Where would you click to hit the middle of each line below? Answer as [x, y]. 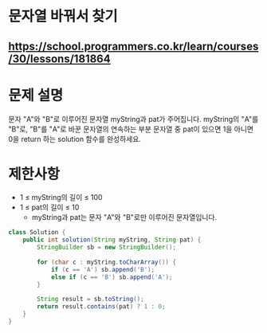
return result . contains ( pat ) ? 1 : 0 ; [101, 307]
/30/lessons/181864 [59, 59]
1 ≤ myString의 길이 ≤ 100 [61, 198]
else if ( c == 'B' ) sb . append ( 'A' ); [112, 277]
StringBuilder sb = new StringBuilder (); [107, 248]
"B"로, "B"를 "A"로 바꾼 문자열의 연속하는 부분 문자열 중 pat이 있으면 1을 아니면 [131, 129]
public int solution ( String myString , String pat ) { [112, 240]
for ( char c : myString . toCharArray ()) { [107, 262]
